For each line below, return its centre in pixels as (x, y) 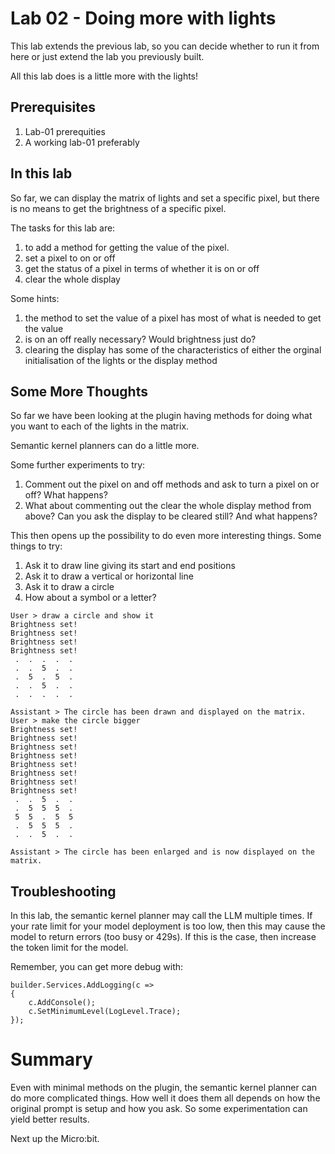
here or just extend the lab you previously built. (107, 56)
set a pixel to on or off (70, 258)
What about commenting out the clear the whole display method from (168, 506)
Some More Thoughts (79, 391)
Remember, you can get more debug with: (97, 967)
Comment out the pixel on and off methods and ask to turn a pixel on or (172, 484)
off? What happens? (66, 495)
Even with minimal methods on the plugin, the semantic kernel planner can (163, 1088)
